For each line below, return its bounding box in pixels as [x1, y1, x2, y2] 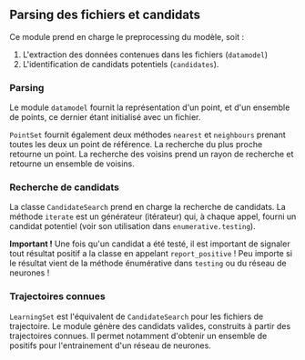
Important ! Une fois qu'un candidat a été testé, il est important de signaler [9, 238, 290, 249]
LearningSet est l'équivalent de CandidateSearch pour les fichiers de [9, 311, 264, 322]
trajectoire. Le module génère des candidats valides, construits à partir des [9, 320, 291, 331]
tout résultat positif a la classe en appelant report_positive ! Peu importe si [9, 248, 293, 259]
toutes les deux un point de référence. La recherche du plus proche [9, 139, 263, 150]
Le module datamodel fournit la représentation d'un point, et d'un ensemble [9, 102, 290, 113]
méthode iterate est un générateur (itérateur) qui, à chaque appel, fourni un [9, 211, 297, 222]
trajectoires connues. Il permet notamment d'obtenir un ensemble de [9, 330, 268, 341]
